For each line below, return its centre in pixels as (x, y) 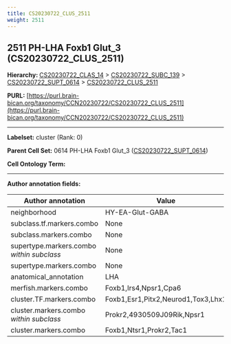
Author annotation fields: (44, 184)
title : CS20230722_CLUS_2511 (49, 13)
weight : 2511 (26, 20)
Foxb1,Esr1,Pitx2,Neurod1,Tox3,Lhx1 (166, 299)
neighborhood (34, 213)
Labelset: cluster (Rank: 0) (45, 138)
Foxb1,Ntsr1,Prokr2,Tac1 (146, 330)
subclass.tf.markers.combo (54, 224)
